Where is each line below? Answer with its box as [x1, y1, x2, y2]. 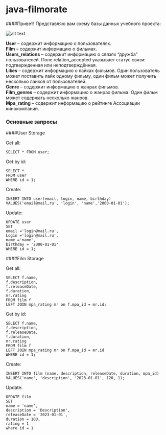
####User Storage [6, 130, 45, 136]
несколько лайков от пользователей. [6, 78, 87, 84]
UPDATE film [6, 395, 31, 400]
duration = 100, [6, 417, 40, 422]
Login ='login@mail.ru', [6, 233, 59, 238]
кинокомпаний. [6, 105, 39, 111]
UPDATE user [6, 220, 31, 225]
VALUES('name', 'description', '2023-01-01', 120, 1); [6, 376, 125, 381]
